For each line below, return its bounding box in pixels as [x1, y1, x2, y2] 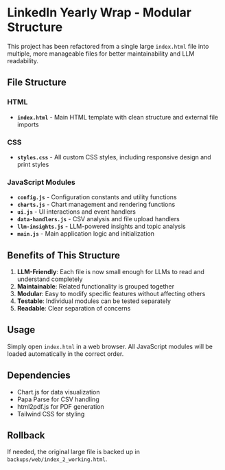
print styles [16, 160, 49, 168]
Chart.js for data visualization [16, 388, 101, 396]
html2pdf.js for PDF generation [16, 402, 104, 410]
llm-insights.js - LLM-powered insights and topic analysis [16, 222, 187, 231]
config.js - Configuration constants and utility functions [16, 193, 177, 201]
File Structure [7, 77, 67, 89]
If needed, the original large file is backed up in [7, 448, 141, 456]
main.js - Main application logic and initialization [16, 230, 154, 238]
